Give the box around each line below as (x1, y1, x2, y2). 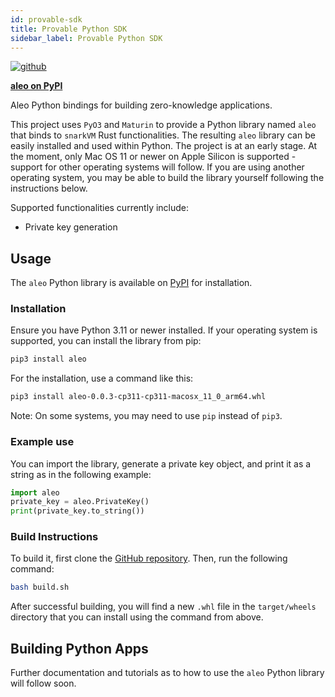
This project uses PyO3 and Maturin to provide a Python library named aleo (10, 119, 317, 131)
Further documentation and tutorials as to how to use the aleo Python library (10, 667, 325, 679)
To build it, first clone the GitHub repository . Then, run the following (10, 552, 288, 565)
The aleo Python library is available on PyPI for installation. (10, 277, 253, 289)
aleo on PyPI (10, 80, 63, 92)
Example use (10, 435, 75, 449)
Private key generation (24, 221, 118, 233)
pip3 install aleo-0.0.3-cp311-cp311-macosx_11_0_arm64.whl (10, 392, 267, 402)
